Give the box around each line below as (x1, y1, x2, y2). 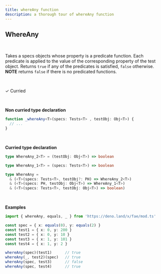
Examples (5, 204, 26, 211)
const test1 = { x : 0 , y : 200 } (5, 227, 72, 232)
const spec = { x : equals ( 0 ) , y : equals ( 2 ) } (5, 223, 101, 228)
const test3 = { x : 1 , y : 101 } (5, 236, 72, 242)
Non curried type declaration (5, 107, 66, 113)
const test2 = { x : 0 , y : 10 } (5, 232, 70, 237)
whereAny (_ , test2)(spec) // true (5, 255, 81, 260)
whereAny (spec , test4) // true (5, 264, 81, 269)
